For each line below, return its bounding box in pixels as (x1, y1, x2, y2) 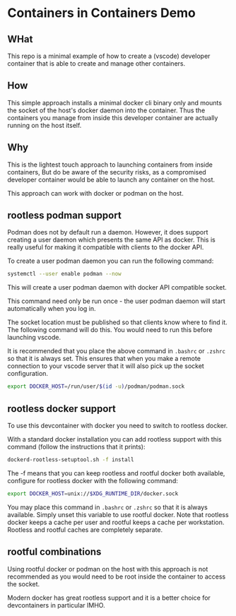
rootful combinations (7, 546, 102, 558)
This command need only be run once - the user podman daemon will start (7, 297, 226, 305)
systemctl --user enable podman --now (7, 271, 122, 278)
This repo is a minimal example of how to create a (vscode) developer (7, 52, 211, 60)
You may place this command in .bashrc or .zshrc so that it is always (7, 503, 208, 511)
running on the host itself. (7, 121, 82, 129)
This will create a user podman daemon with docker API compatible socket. (7, 283, 228, 292)
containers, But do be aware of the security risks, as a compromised (7, 167, 206, 176)
